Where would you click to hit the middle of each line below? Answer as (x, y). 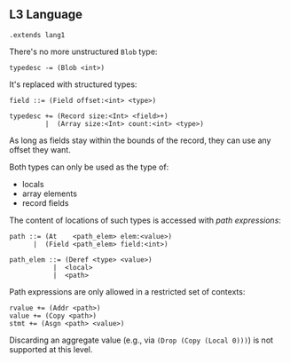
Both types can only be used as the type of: (89, 167)
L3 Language (46, 15)
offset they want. (40, 149)
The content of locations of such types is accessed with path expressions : (145, 220)
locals (33, 184)
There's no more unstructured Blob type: (83, 51)
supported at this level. (51, 349)
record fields (45, 202)
